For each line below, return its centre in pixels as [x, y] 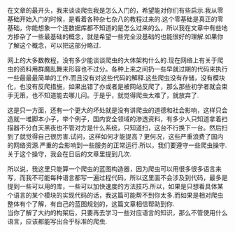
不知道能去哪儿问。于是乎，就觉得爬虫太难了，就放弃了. [118, 95]
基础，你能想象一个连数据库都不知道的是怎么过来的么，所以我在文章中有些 [114, 28]
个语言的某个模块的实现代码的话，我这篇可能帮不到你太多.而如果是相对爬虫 [115, 195]
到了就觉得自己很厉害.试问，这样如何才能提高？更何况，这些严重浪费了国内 [115, 136]
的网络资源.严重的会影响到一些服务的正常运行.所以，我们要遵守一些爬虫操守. [117, 145]
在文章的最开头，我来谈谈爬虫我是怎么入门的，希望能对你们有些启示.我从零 [115, 10]
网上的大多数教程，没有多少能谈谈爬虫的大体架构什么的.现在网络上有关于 [113, 60]
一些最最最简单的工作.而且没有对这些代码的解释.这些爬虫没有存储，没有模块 [116, 78]
